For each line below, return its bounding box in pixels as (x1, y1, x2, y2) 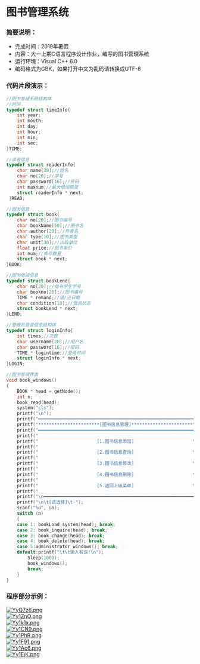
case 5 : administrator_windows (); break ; (17, 544, 118, 550)
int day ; (17, 124, 39, 130)
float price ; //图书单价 (17, 245, 73, 251)
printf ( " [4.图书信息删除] (17, 471, 135, 478)
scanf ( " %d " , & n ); (17, 505, 60, 511)
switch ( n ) (17, 511, 44, 517)
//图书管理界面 (6, 371, 39, 378)
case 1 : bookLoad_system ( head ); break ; (17, 521, 116, 527)
